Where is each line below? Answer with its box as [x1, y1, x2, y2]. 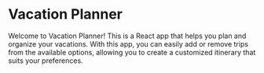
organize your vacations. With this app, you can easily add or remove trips [8, 39, 249, 48]
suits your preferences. [8, 56, 84, 65]
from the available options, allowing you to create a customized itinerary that [8, 47, 256, 57]
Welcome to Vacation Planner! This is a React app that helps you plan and [8, 31, 247, 40]
